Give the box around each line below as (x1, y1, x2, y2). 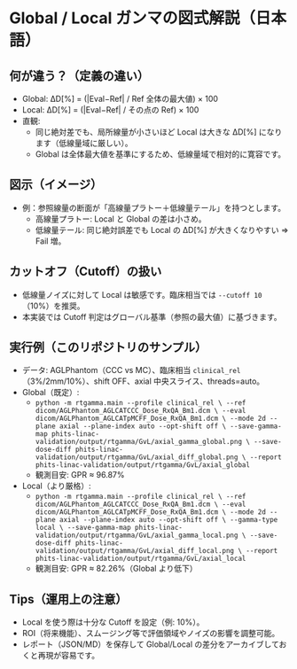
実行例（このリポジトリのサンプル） (9, 340, 207, 355)
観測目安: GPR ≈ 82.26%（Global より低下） (35, 564, 198, 574)
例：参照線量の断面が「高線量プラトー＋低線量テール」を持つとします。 (21, 202, 286, 213)
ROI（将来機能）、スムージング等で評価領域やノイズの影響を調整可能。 (21, 628, 280, 639)
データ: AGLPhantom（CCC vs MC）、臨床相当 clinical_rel (21, 365, 241, 376)
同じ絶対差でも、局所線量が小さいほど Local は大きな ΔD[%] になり (35, 127, 283, 137)
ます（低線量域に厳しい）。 (35, 138, 133, 148)
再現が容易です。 (37, 650, 100, 661)
